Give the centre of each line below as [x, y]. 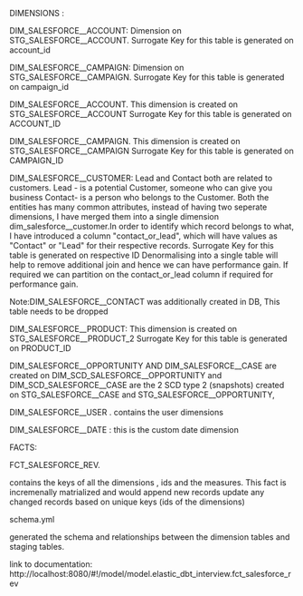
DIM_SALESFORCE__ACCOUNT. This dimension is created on [123, 104]
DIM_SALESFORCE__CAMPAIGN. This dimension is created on [125, 141]
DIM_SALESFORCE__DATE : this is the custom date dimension [124, 430]
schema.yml [32, 519]
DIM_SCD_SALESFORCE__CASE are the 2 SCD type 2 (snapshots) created [147, 385]
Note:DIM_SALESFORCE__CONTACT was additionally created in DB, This [145, 302]
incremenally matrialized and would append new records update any [137, 492]
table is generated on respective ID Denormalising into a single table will [144, 255]
